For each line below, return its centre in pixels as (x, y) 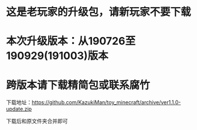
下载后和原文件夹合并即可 (37, 121)
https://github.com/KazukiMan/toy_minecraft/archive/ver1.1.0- (106, 102)
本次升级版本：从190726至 (71, 41)
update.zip (19, 109)
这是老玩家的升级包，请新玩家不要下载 (99, 12)
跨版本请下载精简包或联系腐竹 (78, 85)
